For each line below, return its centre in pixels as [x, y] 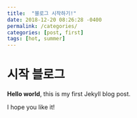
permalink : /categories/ [42, 26]
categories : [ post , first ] [45, 32]
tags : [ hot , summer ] [36, 39]
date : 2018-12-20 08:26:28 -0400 [55, 20]
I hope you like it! [31, 107]
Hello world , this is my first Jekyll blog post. [69, 94]
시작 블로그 [36, 75]
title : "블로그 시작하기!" [42, 13]
